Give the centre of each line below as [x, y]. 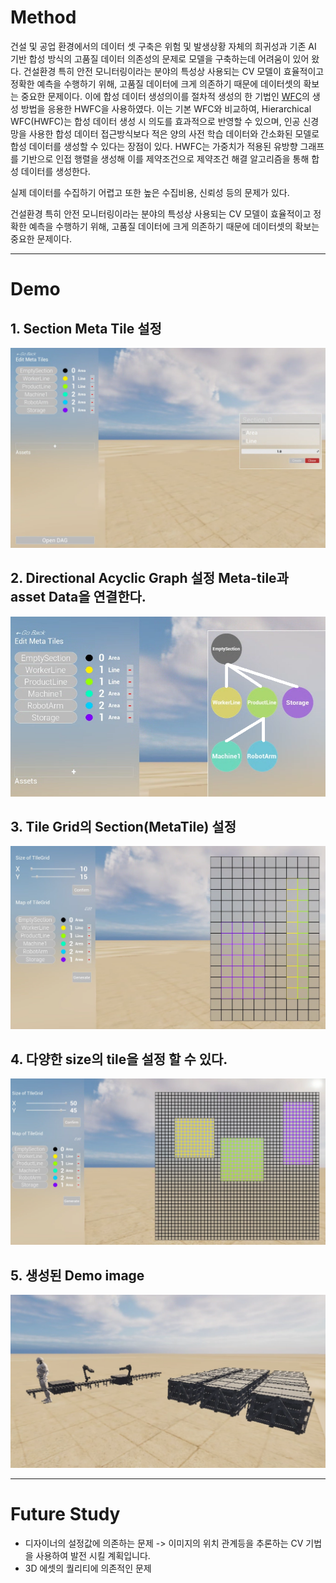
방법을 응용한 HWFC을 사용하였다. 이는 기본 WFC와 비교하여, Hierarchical [166, 108]
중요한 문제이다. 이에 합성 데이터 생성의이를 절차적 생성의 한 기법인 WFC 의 [165, 96]
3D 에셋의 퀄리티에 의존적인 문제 [88, 1568]
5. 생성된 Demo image [77, 1275]
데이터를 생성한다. [55, 171]
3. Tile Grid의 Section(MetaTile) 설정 [123, 827]
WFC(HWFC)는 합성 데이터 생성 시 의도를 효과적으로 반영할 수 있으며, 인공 [155, 121]
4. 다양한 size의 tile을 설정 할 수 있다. [119, 1059]
